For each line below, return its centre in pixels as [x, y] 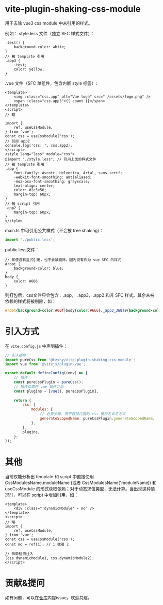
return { [23, 400]
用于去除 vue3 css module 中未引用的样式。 [49, 23]
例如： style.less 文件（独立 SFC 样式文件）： [50, 33]
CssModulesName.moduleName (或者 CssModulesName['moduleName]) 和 [81, 483]
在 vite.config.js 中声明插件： [36, 346]
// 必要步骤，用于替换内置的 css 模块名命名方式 [83, 414]
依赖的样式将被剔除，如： [31, 301]
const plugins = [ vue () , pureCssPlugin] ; [56, 391]
